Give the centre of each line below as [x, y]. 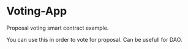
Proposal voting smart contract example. [58, 28]
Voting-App [37, 11]
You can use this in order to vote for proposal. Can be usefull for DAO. [94, 39]
